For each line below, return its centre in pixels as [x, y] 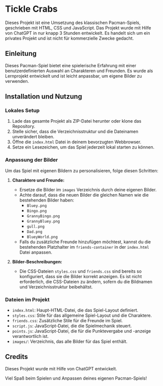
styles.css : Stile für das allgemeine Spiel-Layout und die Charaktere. [82, 315]
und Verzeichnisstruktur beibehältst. [56, 287]
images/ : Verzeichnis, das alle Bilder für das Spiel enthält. [70, 341]
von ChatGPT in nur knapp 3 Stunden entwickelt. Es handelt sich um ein [78, 33]
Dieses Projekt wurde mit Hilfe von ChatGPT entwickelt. [61, 368]
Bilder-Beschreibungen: [37, 261]
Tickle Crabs [31, 9]
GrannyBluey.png [43, 221]
